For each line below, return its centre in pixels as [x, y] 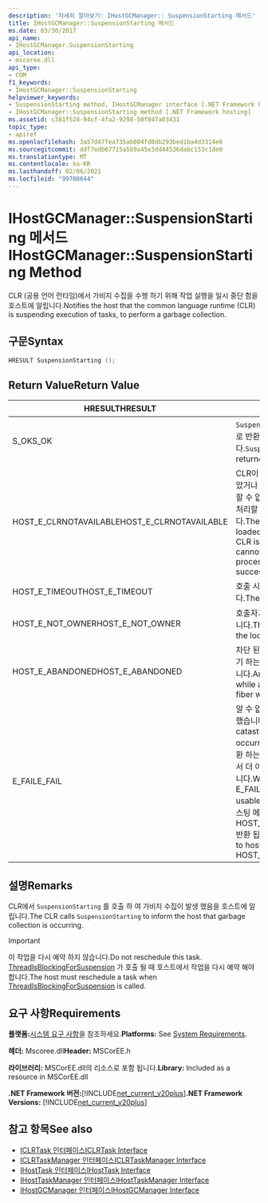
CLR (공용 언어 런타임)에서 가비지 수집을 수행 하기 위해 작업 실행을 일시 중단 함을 [133, 295]
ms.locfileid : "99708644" [51, 179]
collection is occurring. [46, 925]
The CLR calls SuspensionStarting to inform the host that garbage [137, 916]
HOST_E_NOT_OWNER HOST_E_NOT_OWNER [97, 623]
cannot [249, 552]
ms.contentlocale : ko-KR [49, 164]
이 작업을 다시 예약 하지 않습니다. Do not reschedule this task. [105, 957]
